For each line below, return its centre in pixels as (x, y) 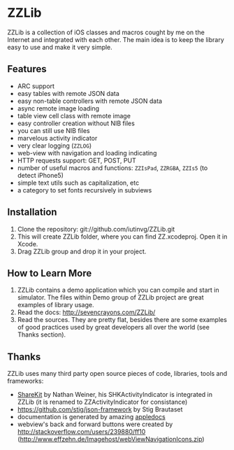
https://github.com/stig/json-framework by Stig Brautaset (100, 409)
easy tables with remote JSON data (68, 93)
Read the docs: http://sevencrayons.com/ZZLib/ (86, 312)
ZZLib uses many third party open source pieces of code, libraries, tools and (117, 374)
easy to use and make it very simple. (60, 47)
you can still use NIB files (53, 130)
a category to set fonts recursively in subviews (85, 190)
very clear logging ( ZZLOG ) (54, 146)
